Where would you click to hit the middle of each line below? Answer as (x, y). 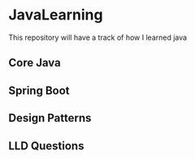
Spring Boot (39, 90)
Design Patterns (50, 118)
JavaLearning (56, 15)
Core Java (35, 63)
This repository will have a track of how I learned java (98, 37)
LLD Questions (46, 146)
